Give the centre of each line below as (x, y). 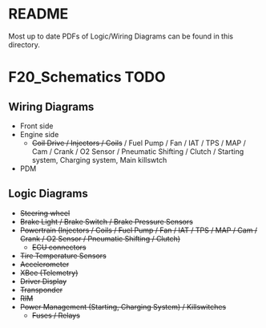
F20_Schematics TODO (87, 77)
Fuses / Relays (56, 315)
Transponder (41, 290)
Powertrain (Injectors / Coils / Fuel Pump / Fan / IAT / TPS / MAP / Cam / (139, 230)
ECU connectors (59, 247)
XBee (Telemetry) (49, 273)
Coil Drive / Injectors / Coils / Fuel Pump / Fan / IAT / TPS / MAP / (139, 143)
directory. (24, 44)
